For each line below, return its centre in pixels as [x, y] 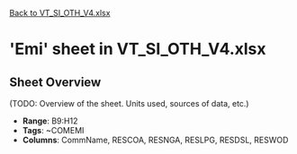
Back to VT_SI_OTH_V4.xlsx [60, 13]
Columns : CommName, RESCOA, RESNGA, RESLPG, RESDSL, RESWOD [155, 140]
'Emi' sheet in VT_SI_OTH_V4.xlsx [138, 49]
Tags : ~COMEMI [53, 130]
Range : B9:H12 [50, 121]
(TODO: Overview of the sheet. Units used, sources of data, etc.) [129, 103]
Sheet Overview [55, 82]
